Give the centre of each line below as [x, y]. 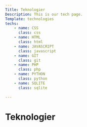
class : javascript [37, 51]
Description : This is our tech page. [44, 14]
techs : [12, 23]
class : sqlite [33, 88]
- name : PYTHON [30, 74]
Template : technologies [30, 19]
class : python [33, 79]
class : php [29, 70]
